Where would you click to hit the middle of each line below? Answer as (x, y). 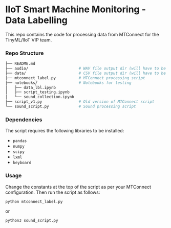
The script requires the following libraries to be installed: (65, 131)
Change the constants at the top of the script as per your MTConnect (78, 187)
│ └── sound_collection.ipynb (40, 97)
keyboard (22, 163)
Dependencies (24, 120)
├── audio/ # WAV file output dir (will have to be (86, 69)
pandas (20, 141)
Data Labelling (37, 20)
